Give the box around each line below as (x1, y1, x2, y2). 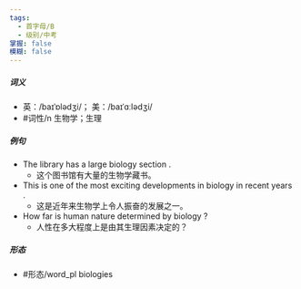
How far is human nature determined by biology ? (22, 211, 208, 222)
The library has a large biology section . (22, 159, 171, 170)
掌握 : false (9, 38, 52, 48)
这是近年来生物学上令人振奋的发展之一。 (35, 201, 188, 212)
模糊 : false (9, 47, 52, 57)
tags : (9, 13, 30, 23)
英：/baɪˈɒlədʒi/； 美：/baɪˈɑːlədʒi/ (22, 101, 153, 112)
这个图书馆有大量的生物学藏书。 (35, 170, 156, 181)
